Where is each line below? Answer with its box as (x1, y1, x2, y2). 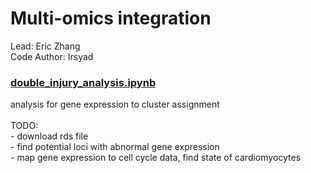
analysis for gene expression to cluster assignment (10, 98, 220, 111)
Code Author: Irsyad (10, 50, 94, 62)
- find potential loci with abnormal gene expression (10, 141, 220, 153)
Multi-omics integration (10, 7, 212, 30)
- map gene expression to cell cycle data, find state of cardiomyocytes (10, 152, 302, 164)
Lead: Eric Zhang (10, 40, 81, 52)
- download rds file (10, 130, 89, 142)
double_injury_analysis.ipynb (10, 75, 157, 89)
